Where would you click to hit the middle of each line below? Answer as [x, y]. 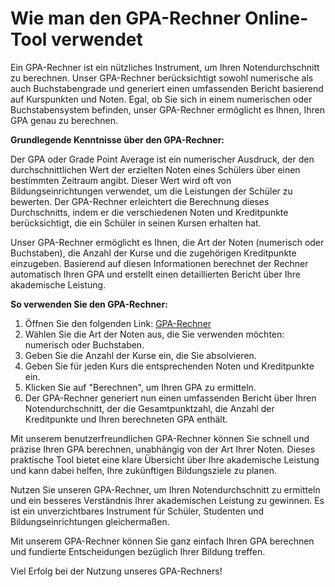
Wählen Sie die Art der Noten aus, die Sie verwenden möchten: [154, 334]
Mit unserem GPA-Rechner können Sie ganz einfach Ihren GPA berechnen [162, 541]
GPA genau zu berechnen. [64, 120]
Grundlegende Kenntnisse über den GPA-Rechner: [117, 139]
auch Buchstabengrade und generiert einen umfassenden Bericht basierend [167, 88]
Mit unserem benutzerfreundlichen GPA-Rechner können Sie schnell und [160, 438]
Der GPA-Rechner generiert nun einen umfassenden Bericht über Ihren [170, 398]
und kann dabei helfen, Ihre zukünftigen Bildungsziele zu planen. [143, 470]
